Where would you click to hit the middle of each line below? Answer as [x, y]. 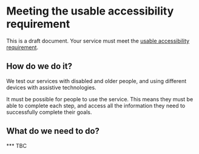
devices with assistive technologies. [51, 87]
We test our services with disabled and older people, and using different [96, 81]
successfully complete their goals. [49, 112]
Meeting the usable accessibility [90, 11]
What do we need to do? [53, 131]
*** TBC [17, 146]
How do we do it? [39, 66]
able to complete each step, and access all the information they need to [96, 105]
